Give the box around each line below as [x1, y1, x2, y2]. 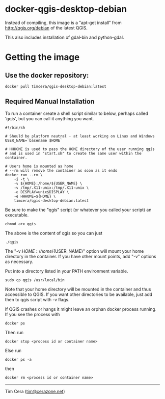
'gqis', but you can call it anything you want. [5, 115, 94, 121]
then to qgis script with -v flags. [5, 296, 70, 302]
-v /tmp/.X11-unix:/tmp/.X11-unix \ [14, 185, 89, 190]
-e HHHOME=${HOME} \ [14, 194, 56, 199]
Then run [5, 329, 24, 335]
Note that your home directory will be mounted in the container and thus [5, 286, 151, 292]
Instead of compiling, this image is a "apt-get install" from [5, 20, 122, 26]
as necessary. [5, 259, 33, 265]
